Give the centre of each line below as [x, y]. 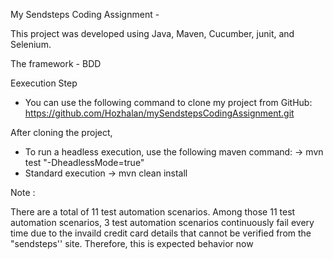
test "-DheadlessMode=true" [84, 162]
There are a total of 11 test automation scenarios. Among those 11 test [153, 212]
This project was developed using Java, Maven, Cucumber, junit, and [152, 33]
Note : [23, 192]
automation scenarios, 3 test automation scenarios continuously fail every [162, 222]
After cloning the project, [61, 132]
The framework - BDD [56, 63]
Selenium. [31, 44]
